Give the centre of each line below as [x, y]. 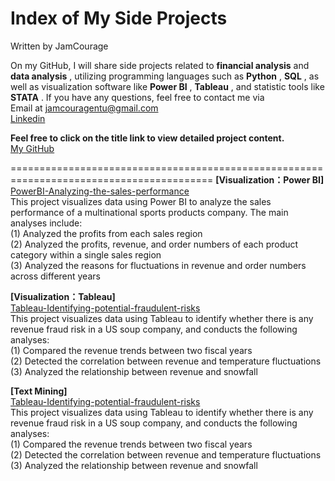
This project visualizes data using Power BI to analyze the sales [141, 201]
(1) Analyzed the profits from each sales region [106, 233]
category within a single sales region [86, 254]
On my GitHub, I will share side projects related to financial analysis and [160, 65]
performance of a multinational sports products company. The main [149, 212]
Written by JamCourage [59, 46]
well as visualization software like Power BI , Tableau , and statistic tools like [167, 86]
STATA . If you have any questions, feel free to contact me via [137, 97]
